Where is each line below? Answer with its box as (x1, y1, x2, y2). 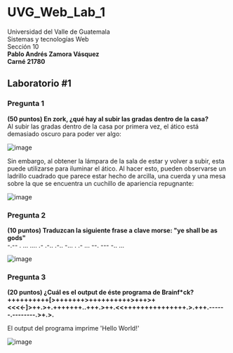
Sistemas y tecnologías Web (7, 34, 89, 43)
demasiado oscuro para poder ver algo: (7, 129, 121, 138)
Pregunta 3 (7, 272, 46, 281)
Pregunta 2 (7, 210, 46, 220)
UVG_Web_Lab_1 (7, 4, 106, 20)
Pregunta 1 (7, 99, 44, 109)
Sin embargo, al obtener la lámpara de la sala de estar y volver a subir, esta (7, 156, 225, 165)
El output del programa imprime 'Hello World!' (7, 324, 140, 333)
